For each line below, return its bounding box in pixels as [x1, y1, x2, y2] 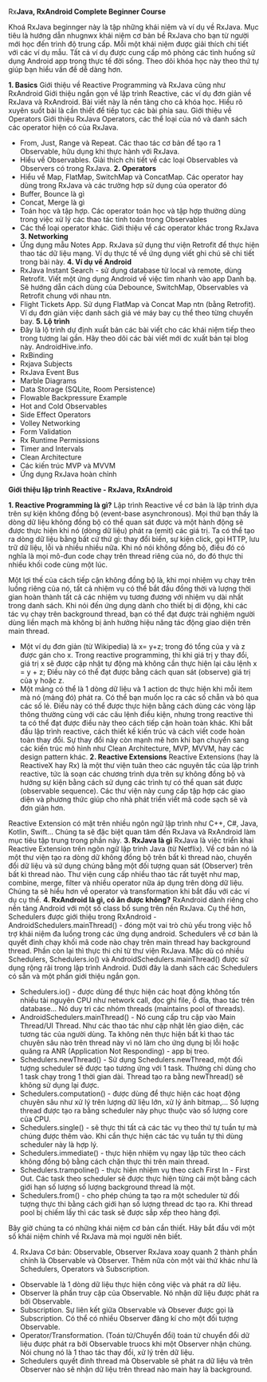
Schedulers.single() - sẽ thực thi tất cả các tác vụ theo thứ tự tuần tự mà [19, 1123, 257, 1132]
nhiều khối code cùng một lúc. [8, 560, 108, 569]
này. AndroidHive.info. [19, 342, 93, 351]
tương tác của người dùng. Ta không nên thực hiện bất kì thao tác [19, 1030, 235, 1038]
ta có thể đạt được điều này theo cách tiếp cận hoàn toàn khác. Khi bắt [19, 719, 253, 727]
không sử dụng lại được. [19, 1081, 100, 1089]
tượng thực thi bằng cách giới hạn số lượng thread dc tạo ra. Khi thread [19, 1199, 253, 1209]
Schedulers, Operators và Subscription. [19, 1265, 150, 1273]
